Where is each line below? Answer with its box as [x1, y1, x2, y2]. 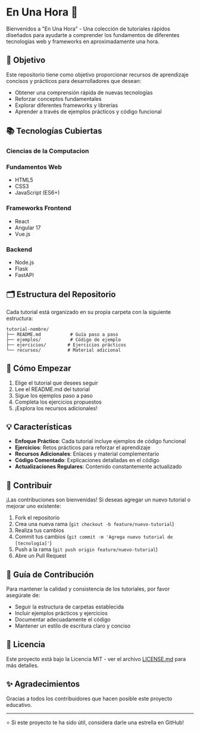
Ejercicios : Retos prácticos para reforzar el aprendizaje [14, 444, 151, 451]
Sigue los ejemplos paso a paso [14, 392, 93, 399]
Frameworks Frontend [6, 204, 71, 213]
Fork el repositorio [14, 514, 60, 521]
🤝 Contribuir [6, 480, 52, 490]
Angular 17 [14, 224, 41, 231]
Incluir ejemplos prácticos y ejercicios [14, 610, 108, 617]
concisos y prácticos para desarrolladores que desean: [6, 77, 142, 84]
